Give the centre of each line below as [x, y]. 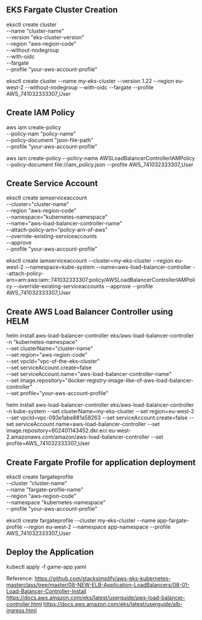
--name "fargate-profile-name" [45, 490]
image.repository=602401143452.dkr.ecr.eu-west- [69, 431]
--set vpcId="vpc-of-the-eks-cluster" [53, 362]
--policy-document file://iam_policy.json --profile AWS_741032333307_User [100, 164]
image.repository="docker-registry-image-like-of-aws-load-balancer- [107, 380]
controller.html [24, 604]
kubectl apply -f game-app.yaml [46, 566]
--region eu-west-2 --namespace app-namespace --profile [97, 527]
